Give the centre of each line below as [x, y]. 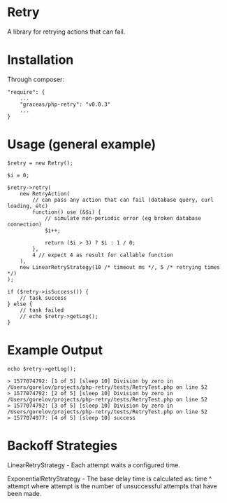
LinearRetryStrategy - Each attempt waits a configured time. [94, 465]
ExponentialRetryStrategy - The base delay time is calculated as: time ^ [110, 478]
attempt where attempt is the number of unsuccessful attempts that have [112, 486]
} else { [20, 304]
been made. [24, 493]
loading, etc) [28, 206]
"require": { [26, 92]
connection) [24, 224]
